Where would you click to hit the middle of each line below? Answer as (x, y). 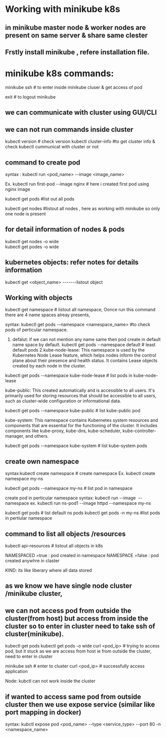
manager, (15, 436)
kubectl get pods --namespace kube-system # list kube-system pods (76, 446)
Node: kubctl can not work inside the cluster (50, 681)
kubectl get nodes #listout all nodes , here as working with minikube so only (83, 208)
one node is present (26, 214)
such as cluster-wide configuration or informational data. (63, 401)
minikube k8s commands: (59, 74)
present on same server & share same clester (76, 35)
